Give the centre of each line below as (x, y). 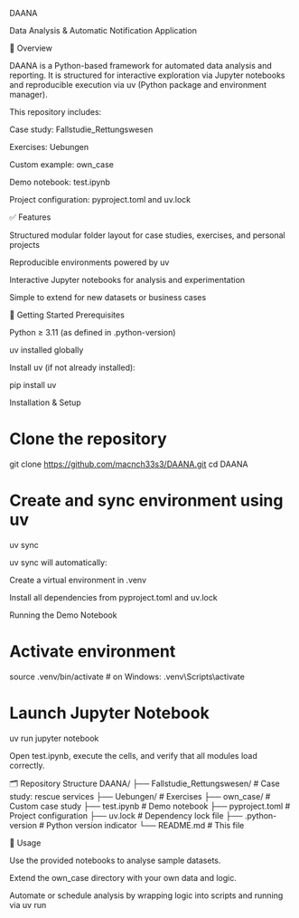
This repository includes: (56, 112)
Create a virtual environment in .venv (78, 580)
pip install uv (33, 385)
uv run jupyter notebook (54, 738)
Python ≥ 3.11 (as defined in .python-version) (93, 332)
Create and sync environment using (146, 501)
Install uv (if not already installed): (72, 367)
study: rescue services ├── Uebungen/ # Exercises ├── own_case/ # (140, 796)
